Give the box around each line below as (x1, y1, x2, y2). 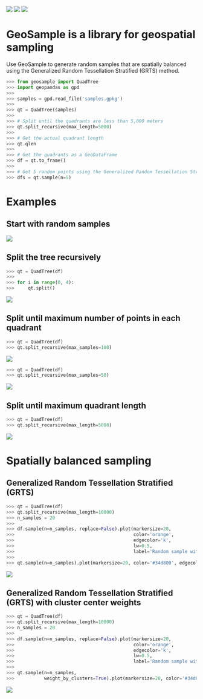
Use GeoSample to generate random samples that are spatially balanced (6, 61, 187, 68)
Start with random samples (6, 219, 111, 230)
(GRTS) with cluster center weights (6, 597, 141, 608)
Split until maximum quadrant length (6, 400, 147, 411)
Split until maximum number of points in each (6, 313, 181, 323)
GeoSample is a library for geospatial (6, 28, 196, 42)
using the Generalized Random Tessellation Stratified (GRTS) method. (6, 67, 180, 74)
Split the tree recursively (6, 252, 101, 263)
